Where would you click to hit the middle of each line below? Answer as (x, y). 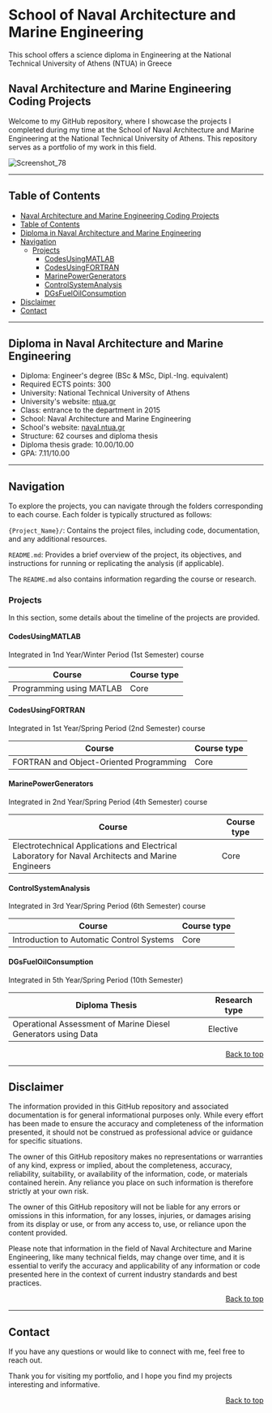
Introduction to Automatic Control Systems (93, 940)
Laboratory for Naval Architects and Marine (95, 856)
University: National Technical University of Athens (105, 393)
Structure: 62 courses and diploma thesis (89, 436)
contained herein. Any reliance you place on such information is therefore (131, 1182)
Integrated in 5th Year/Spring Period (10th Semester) (96, 979)
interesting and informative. (54, 1385)
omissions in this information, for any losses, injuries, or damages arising (130, 1216)
